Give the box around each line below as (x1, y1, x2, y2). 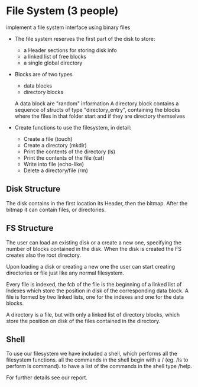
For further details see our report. (6, 374, 87, 381)
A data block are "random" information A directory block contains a (14, 99, 179, 107)
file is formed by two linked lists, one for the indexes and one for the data (6, 293, 184, 300)
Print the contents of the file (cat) (23, 154, 105, 161)
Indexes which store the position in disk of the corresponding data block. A (6, 287, 189, 294)
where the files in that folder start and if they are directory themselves (14, 112, 185, 120)
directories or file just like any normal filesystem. (6, 269, 124, 276)
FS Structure (6, 223, 54, 233)
